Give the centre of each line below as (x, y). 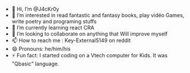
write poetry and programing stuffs (54, 21)
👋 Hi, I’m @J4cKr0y (35, 9)
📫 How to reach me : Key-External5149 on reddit (71, 40)
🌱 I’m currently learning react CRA (53, 27)
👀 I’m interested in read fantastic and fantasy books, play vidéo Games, (98, 15)
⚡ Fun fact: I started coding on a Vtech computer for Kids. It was (89, 55)
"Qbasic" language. (35, 64)
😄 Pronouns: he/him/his (41, 49)
